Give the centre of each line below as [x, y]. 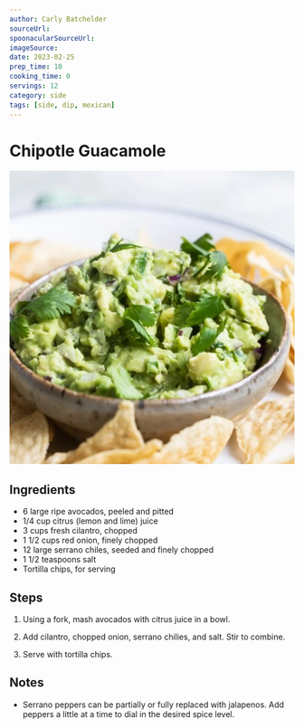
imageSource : [34, 48]
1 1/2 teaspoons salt [59, 560]
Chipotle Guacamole [88, 151]
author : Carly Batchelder [58, 19]
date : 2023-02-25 [42, 57]
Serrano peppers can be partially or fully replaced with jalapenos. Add [153, 704]
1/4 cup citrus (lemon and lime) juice [90, 521]
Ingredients [43, 490]
